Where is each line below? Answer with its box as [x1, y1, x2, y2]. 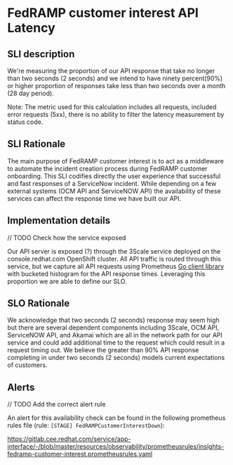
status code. [7, 118, 44, 126]
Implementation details [7, 215, 111, 227]
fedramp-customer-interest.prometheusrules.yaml [7, 449, 153, 459]
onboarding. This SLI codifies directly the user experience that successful [7, 171, 221, 180]
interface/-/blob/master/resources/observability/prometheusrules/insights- [7, 442, 225, 451]
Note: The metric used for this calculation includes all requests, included [7, 103, 217, 111]
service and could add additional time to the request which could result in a [7, 338, 225, 347]
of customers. [7, 361, 48, 369]
